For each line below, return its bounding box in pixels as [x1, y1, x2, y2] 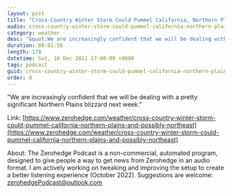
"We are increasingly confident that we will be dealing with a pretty [7, 93, 198, 101]
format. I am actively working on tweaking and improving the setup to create [7, 163, 224, 172]
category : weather [7, 29, 60, 37]
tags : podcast [7, 61, 48, 68]
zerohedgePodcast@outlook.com [7, 179, 103, 187]
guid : [7, 68, 23, 74]
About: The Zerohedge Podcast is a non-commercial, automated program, [7, 149, 218, 157]
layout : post [7, 10, 45, 17]
